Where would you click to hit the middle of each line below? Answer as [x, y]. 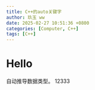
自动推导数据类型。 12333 [38, 81]
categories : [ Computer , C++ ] [42, 28]
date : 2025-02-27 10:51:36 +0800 [48, 23]
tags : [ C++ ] [21, 34]
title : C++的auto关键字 [34, 12]
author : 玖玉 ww [25, 17]
